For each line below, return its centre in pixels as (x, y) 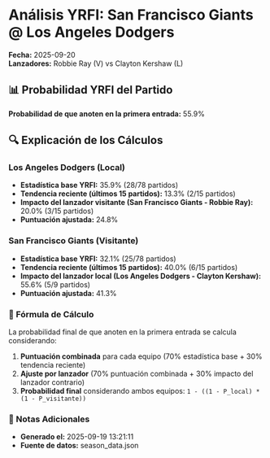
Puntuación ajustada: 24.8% (69, 220)
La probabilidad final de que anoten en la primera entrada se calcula (123, 332)
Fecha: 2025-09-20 (42, 55)
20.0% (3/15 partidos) (57, 211)
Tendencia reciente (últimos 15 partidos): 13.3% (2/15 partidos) (128, 194)
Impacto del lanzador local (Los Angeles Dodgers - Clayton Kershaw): (141, 276)
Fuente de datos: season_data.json (79, 446)
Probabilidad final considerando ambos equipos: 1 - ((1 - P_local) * (140, 391)
